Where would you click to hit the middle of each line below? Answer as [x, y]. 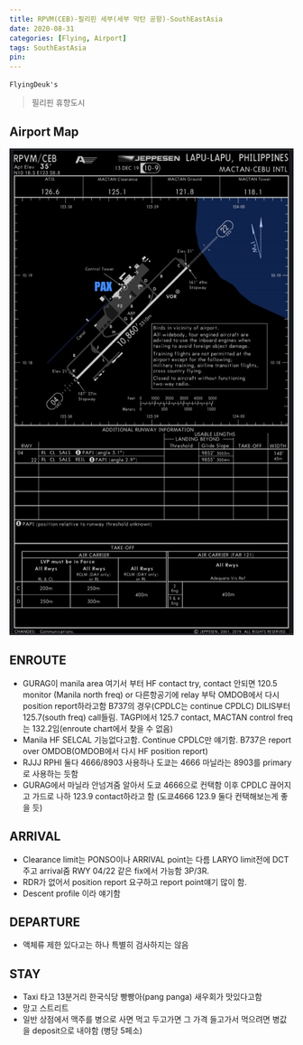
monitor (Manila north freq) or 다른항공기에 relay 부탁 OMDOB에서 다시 [151, 695]
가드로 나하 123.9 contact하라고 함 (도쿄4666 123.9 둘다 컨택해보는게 [156, 796]
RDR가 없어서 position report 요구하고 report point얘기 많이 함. [134, 882]
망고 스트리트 [46, 1008]
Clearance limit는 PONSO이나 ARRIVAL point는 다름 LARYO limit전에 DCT [156, 859]
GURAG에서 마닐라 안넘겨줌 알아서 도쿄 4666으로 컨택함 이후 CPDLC [145, 785]
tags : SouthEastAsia [48, 48]
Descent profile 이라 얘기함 [71, 893]
